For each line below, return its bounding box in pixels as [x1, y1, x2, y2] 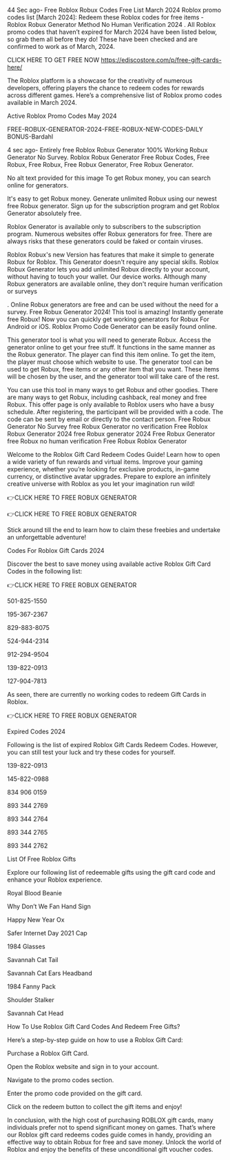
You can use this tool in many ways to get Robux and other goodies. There [7, 386, 218, 394]
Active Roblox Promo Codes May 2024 [7, 112, 117, 120]
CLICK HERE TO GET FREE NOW [7, 56, 100, 64]
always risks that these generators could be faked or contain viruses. [7, 237, 203, 245]
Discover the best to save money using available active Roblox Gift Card [7, 560, 211, 568]
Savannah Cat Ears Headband [7, 969, 92, 977]
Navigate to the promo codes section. [7, 1076, 114, 1084]
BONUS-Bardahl [7, 132, 54, 141]
